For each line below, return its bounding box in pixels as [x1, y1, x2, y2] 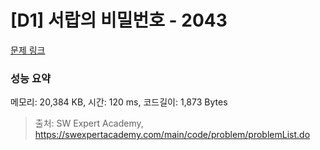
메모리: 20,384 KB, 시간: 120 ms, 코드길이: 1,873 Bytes [10, 96, 228, 108]
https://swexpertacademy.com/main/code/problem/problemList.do [34, 129, 311, 141]
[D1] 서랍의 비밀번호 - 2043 [10, 9, 228, 32]
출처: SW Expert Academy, [34, 117, 144, 130]
